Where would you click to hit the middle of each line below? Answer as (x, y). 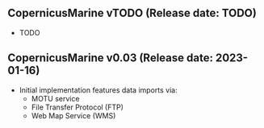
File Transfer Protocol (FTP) (78, 107)
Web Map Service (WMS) (73, 115)
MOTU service (55, 98)
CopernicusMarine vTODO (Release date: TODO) (132, 13)
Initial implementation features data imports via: (98, 90)
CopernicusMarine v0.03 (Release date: (110, 58)
